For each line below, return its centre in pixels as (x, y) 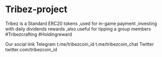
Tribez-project (36, 9)
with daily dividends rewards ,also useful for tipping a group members (78, 28)
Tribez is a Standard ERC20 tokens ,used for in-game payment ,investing (81, 23)
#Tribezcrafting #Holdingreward (39, 34)
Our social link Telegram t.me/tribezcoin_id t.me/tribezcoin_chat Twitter (80, 44)
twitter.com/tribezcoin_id (31, 49)
